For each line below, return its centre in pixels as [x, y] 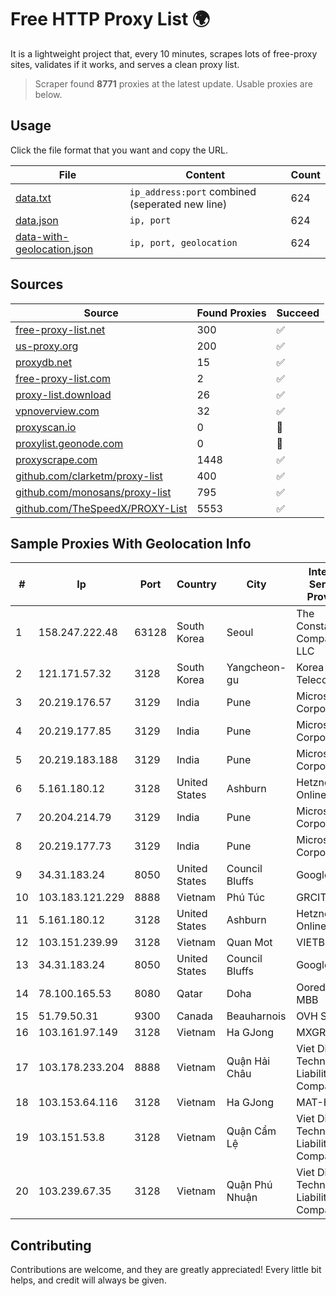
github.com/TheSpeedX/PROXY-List [101, 508]
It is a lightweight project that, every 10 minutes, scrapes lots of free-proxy [164, 53]
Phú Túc [246, 898]
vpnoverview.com [57, 411]
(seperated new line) [178, 204]
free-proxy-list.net [60, 329]
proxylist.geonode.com [69, 443]
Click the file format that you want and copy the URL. [119, 150]
